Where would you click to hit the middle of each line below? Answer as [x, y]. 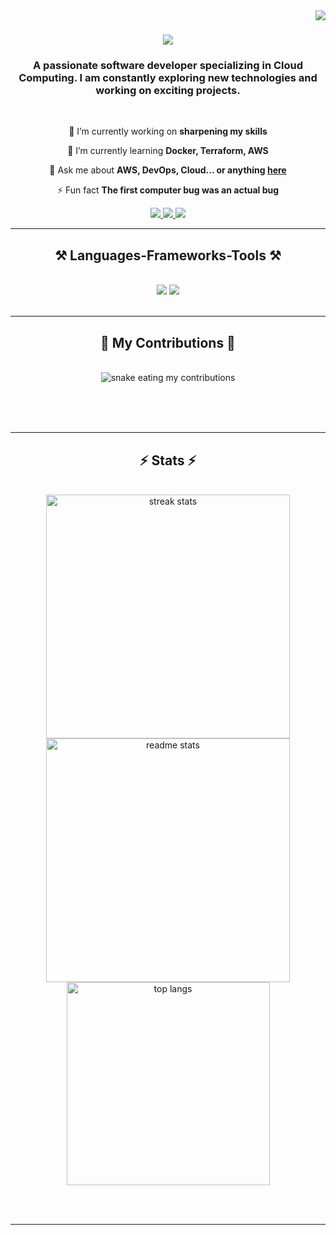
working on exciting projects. [168, 91]
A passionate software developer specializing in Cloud [168, 66]
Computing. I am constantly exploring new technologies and [168, 78]
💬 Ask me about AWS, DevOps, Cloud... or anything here [168, 170]
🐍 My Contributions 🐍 [168, 342]
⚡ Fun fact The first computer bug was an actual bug [168, 190]
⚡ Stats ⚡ [168, 460]
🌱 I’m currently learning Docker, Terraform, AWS [168, 151]
